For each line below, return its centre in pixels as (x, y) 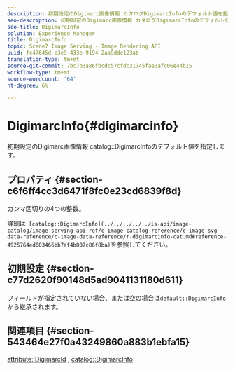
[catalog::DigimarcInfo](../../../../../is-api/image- (111, 224)
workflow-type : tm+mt (39, 72)
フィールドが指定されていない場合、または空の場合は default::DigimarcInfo (116, 298)
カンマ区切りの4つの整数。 (46, 208)
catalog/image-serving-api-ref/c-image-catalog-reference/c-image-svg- (114, 231)
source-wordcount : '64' (42, 79)
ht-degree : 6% (28, 85)
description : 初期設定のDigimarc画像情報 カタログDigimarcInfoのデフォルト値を (115, 14)
